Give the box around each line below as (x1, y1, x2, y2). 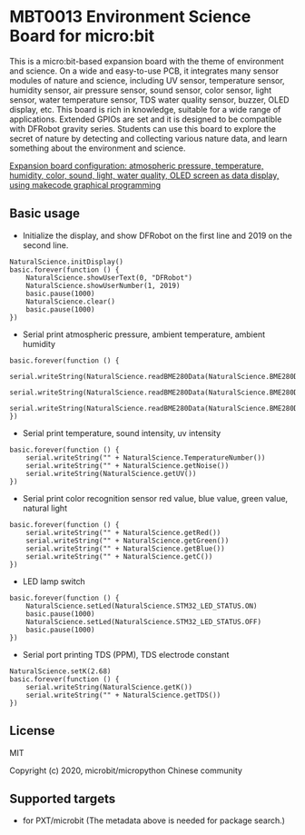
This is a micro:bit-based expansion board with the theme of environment (9, 55, 284, 66)
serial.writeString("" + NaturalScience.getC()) (25, 552, 213, 561)
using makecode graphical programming (9, 179, 162, 190)
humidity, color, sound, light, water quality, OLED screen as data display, (9, 170, 280, 181)
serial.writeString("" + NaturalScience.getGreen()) (25, 536, 230, 545)
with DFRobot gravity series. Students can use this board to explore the (9, 123, 277, 134)
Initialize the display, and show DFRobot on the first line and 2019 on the (22, 230, 292, 241)
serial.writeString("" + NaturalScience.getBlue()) (25, 543, 225, 553)
